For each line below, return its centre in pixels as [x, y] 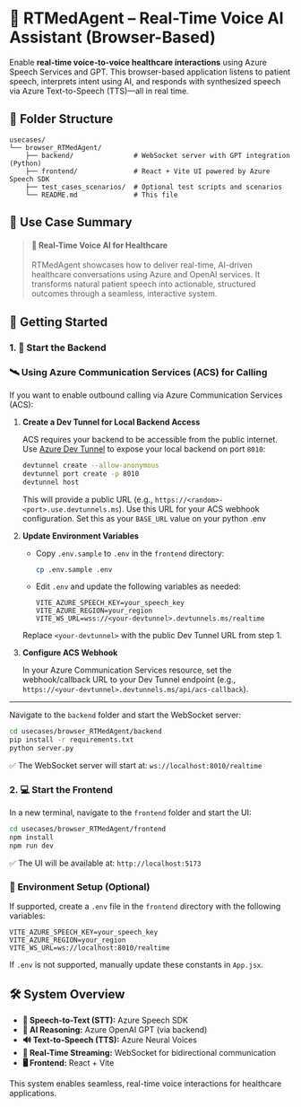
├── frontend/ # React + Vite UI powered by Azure [148, 171]
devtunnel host [51, 482]
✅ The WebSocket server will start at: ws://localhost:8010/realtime [136, 766]
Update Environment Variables [80, 536]
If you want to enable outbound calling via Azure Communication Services [146, 395]
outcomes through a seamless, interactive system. [124, 294]
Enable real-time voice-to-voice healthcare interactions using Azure [138, 62]
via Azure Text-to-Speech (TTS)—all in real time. [99, 91]
